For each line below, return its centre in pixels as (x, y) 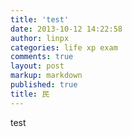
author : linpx (40, 38)
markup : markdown (46, 76)
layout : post (37, 66)
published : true (44, 85)
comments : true (42, 57)
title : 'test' (40, 19)
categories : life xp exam (64, 47)
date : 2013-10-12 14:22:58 (66, 29)
